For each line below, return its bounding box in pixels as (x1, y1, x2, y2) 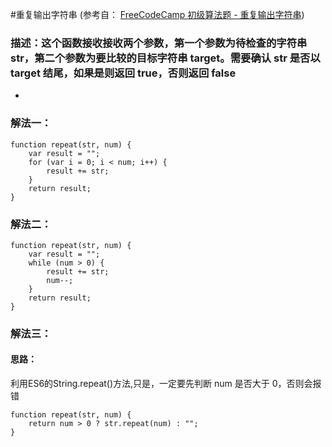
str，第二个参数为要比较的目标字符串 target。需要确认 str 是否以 (10, 51, 321, 65)
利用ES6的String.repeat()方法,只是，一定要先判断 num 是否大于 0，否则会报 (10, 378, 322, 390)
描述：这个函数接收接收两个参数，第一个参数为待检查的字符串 (10, 36, 308, 50)
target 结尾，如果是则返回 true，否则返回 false (10, 66, 237, 80)
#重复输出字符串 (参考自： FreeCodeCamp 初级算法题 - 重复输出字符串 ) (10, 9, 305, 20)
